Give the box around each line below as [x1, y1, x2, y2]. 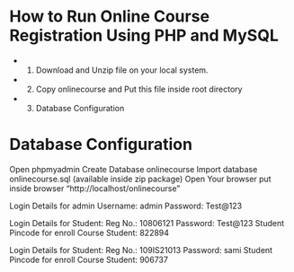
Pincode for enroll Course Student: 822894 [9, 227, 169, 238]
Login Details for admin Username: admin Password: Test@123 [9, 200, 243, 211]
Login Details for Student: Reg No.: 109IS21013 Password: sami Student [9, 244, 272, 255]
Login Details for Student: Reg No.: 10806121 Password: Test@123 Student [9, 217, 285, 228]
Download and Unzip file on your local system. [35, 65, 209, 75]
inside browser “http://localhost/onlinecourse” [9, 182, 181, 194]
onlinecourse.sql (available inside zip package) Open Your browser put [9, 173, 272, 184]
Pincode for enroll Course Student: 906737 [9, 254, 169, 265]
